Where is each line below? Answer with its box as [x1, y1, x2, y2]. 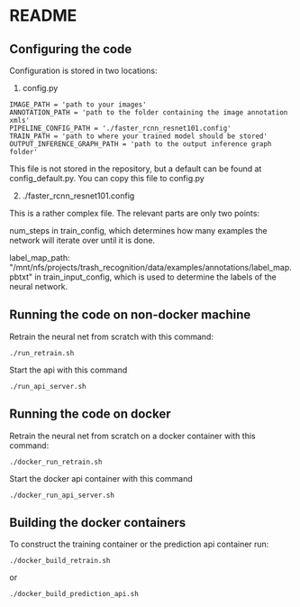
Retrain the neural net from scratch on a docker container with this [9, 430, 256, 441]
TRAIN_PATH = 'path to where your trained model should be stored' [9, 132, 268, 141]
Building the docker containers [9, 515, 186, 530]
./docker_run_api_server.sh [9, 491, 115, 500]
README [9, 5, 77, 26]
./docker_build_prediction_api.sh [9, 590, 140, 599]
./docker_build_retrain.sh [9, 556, 111, 566]
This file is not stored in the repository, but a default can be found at [9, 163, 262, 174]
